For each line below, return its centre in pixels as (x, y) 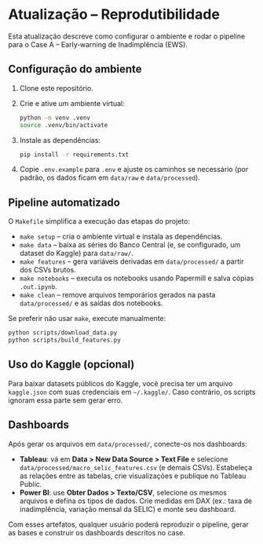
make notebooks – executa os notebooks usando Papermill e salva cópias (137, 278)
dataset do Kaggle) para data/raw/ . (76, 254)
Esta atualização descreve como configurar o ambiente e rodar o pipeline (127, 36)
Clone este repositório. (57, 88)
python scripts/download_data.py (63, 333)
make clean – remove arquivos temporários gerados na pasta (117, 295)
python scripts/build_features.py (65, 340)
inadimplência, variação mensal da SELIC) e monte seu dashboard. (128, 509)
